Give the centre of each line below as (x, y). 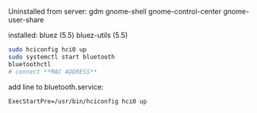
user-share (26, 20)
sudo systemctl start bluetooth (61, 57)
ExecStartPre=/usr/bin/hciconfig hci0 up (78, 101)
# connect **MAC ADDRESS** (53, 72)
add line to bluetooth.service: (56, 87)
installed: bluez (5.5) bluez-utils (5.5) (68, 35)
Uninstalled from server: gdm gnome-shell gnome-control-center (115, 11)
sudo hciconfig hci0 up (48, 50)
